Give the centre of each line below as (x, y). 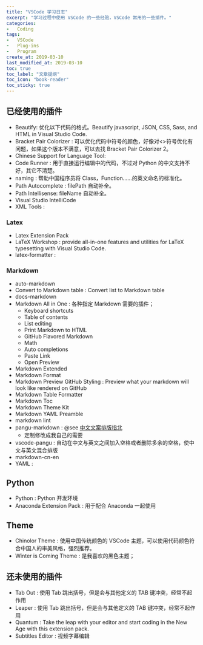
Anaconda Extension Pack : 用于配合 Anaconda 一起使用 (85, 506)
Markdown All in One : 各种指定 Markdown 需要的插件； (85, 304)
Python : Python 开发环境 (46, 498)
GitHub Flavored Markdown (58, 336)
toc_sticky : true (28, 86)
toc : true (19, 68)
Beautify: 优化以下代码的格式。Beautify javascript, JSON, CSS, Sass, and (106, 127)
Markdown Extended (41, 369)
